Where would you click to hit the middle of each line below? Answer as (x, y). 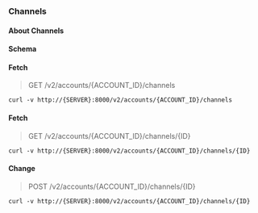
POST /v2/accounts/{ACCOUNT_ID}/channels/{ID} (112, 186)
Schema (23, 49)
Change (22, 169)
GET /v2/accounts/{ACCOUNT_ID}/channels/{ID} (109, 136)
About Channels (36, 31)
